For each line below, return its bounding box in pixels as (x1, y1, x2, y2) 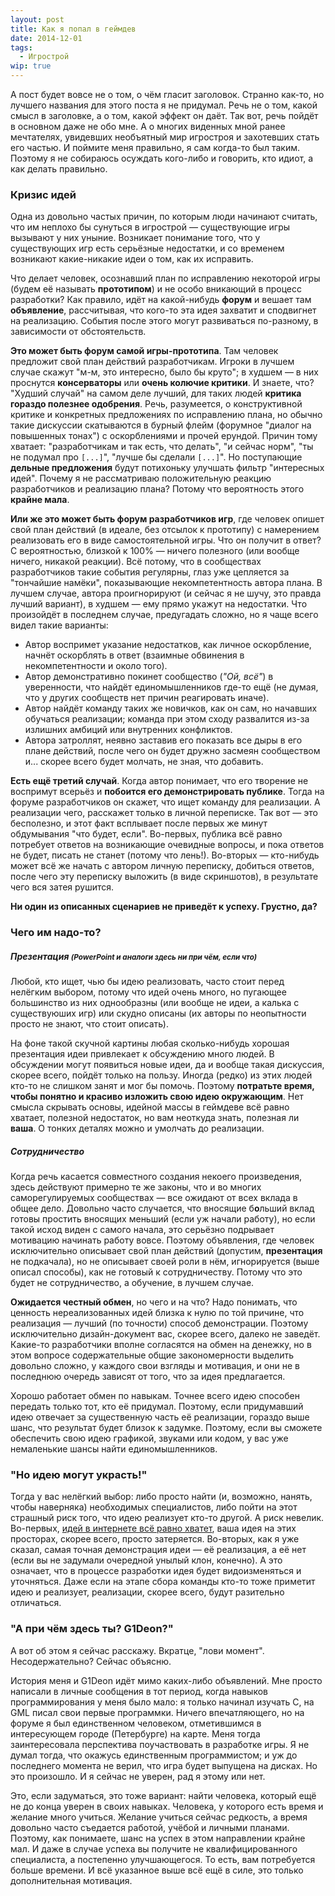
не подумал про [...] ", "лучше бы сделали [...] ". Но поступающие (10, 451, 303, 463)
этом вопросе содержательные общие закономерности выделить (10, 1349, 294, 1361)
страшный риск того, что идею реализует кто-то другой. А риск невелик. (10, 1512, 325, 1524)
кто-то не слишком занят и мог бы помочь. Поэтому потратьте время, (10, 1080, 315, 1092)
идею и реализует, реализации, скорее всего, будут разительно (10, 1586, 285, 1598)
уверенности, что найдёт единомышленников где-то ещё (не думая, (24, 681, 319, 693)
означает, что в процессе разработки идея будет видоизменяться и (10, 1565, 302, 1577)
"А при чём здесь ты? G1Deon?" (10, 1622, 174, 1636)
